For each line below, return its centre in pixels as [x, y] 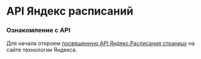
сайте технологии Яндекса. [42, 50]
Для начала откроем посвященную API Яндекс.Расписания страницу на [100, 43]
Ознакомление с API [38, 30]
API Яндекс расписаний [70, 11]
